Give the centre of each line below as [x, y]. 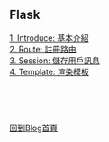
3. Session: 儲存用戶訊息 [55, 60]
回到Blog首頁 [34, 128]
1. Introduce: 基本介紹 [49, 38]
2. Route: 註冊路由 [43, 49]
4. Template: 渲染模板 [50, 71]
